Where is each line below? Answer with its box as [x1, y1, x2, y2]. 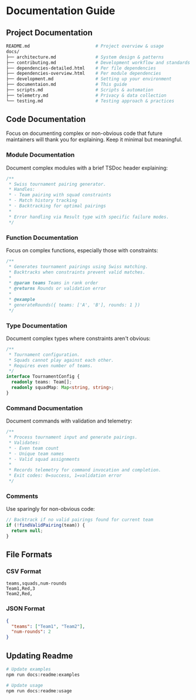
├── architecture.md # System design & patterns [6, 54, 164, 60]
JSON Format [6, 605, 45, 613]
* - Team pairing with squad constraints [8, 192, 111, 198]
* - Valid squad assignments [8, 456, 80, 462]
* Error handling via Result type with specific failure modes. [8, 214, 169, 220]
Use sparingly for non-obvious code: [6, 506, 95, 513]
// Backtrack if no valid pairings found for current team [6, 517, 154, 523]
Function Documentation [6, 233, 79, 242]
